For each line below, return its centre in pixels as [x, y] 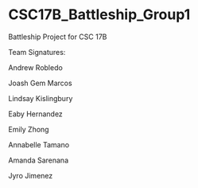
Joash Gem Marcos [41, 83]
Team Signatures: [37, 52]
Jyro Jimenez [31, 175]
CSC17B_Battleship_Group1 [99, 15]
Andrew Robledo [36, 67]
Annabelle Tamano [39, 144]
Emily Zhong [29, 129]
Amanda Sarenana [39, 160]
